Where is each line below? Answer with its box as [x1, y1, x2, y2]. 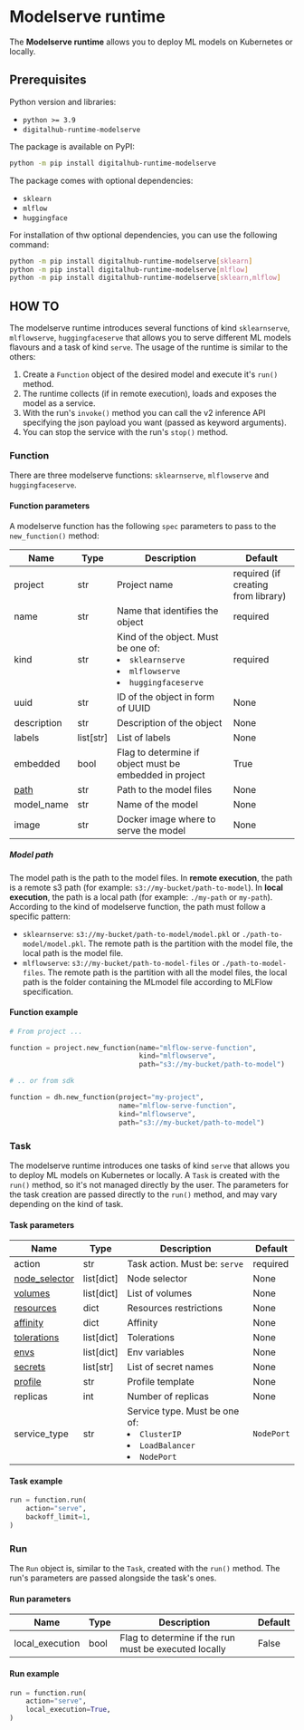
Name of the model [116, 797, 199, 810]
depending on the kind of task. [9, 1198, 124, 1209]
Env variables [127, 1346, 185, 1358]
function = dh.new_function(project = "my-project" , [9, 1093, 204, 1102]
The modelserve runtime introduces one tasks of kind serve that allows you [9, 1160, 290, 1171]
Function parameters [9, 500, 90, 511]
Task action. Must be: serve [127, 1258, 244, 1271]
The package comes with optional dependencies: [9, 175, 194, 186]
